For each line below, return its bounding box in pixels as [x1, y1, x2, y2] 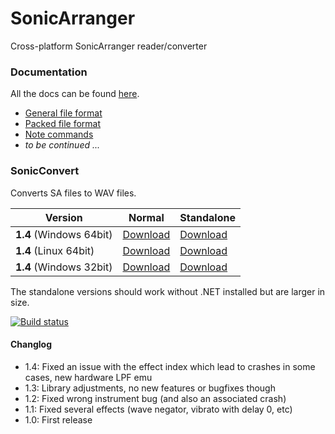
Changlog [10, 338, 52, 351]
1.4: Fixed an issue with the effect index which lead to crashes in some [24, 360, 316, 372]
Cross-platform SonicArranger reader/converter [10, 40, 208, 52]
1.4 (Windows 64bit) [15, 227, 113, 241]
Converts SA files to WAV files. [10, 187, 137, 199]
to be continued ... [24, 139, 101, 151]
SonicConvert [10, 164, 80, 178]
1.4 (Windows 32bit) [15, 260, 113, 274]
